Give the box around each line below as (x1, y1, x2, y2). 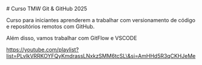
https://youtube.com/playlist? (6, 46, 79, 53)
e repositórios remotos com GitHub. (6, 23, 95, 30)
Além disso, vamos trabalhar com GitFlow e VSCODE (6, 35, 137, 41)
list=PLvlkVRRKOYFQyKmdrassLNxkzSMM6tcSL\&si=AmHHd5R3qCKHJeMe (6, 52, 196, 59)
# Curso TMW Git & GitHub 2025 (6, 5, 87, 12)
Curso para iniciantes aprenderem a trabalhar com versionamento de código (6, 17, 195, 23)
